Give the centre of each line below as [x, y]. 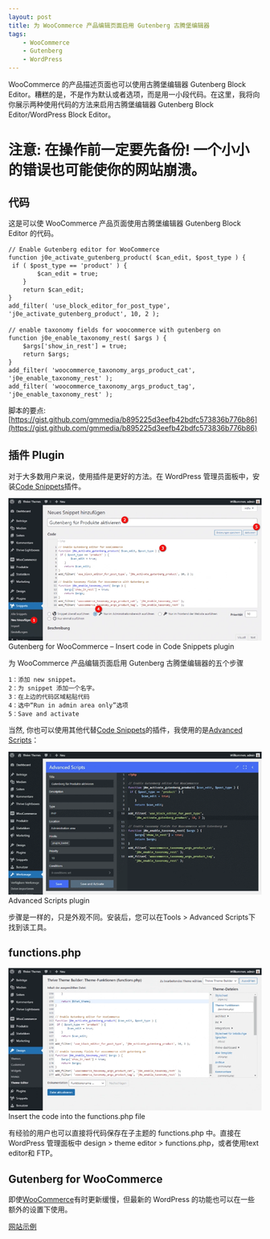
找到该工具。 [29, 927]
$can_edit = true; [68, 274]
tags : [17, 34]
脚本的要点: [27, 410]
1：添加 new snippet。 [44, 680]
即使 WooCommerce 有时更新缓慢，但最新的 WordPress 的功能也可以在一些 [132, 1199]
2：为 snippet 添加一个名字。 [53, 688]
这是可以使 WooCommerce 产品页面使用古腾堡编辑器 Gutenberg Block [125, 223]
